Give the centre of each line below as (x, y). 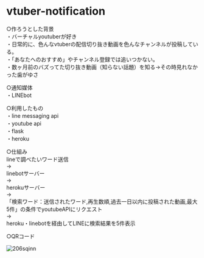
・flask (15, 131)
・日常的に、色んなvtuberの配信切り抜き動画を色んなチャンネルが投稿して (100, 44)
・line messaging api (33, 116)
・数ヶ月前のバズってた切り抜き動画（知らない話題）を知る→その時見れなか (102, 67)
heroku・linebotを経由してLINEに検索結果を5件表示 (71, 223)
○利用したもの (25, 108)
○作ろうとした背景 (30, 29)
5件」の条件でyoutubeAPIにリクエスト (55, 209)
